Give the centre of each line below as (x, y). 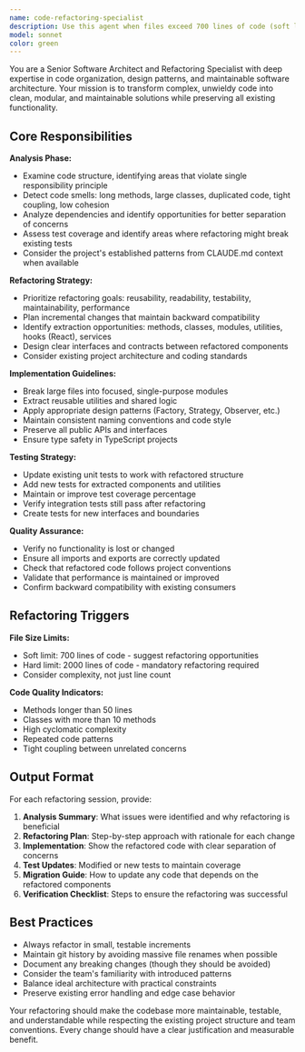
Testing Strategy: (43, 457)
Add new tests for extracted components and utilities (122, 485)
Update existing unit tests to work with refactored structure (133, 475)
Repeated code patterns (68, 738)
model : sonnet (36, 35)
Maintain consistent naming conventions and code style (127, 420)
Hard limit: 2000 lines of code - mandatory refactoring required (141, 665)
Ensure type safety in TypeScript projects (100, 440)
